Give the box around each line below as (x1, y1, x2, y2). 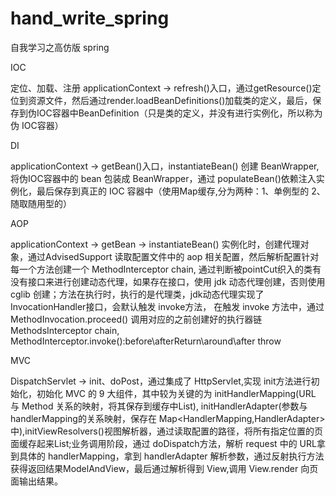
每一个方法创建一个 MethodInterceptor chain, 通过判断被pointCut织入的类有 (10, 263, 322, 275)
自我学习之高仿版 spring (10, 41, 110, 53)
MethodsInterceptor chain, (10, 324, 120, 336)
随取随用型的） (10, 197, 72, 209)
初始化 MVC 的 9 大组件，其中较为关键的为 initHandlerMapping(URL (36, 387, 317, 399)
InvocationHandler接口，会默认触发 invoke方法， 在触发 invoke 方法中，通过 (10, 300, 325, 312)
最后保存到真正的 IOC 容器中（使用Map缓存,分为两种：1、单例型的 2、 (36, 185, 326, 197)
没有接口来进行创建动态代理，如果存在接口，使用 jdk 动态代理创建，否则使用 (10, 275, 326, 287)
